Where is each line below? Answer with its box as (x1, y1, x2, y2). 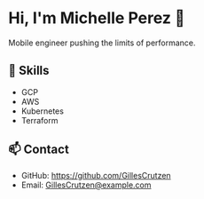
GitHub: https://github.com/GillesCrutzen (20, 170, 171, 180)
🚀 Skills (8, 63, 50, 78)
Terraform (20, 115, 59, 125)
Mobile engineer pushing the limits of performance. (8, 37, 196, 48)
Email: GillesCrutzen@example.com (20, 179, 152, 190)
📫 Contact (8, 142, 70, 157)
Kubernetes (20, 106, 64, 116)
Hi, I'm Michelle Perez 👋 (8, 8, 185, 28)
